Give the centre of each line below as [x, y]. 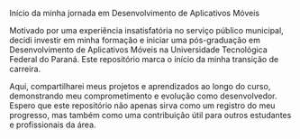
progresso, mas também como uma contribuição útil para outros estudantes [150, 115]
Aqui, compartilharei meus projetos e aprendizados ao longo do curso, [140, 86]
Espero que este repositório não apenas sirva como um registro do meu [142, 106]
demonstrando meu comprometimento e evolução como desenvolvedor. [143, 96]
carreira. [25, 69]
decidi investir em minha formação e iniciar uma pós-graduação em [135, 40]
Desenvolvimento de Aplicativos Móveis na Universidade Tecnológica [138, 50]
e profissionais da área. [53, 125]
